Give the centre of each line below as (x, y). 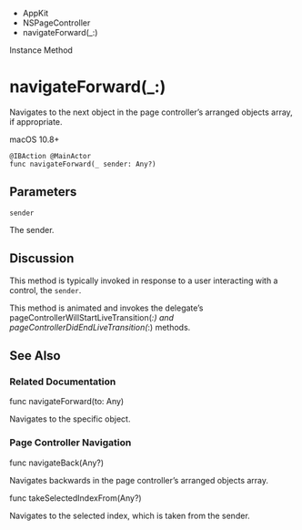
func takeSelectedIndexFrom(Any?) (76, 498)
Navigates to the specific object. (70, 419)
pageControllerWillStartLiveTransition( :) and (92, 317)
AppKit (35, 13)
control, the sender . (45, 290)
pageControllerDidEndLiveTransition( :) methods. (100, 327)
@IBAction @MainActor (50, 156)
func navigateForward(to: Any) (67, 402)
